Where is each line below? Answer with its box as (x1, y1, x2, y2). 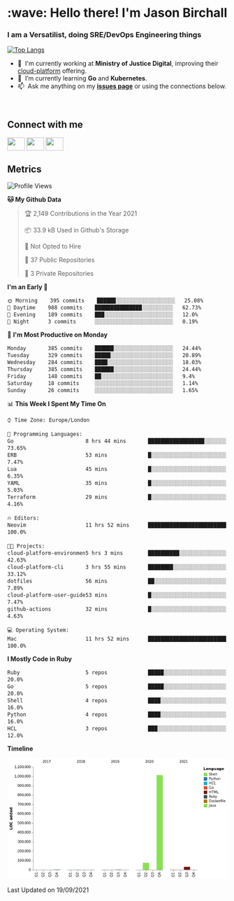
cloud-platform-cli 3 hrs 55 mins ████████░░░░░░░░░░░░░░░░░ (7, 564, 227, 571)
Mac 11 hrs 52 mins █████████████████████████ (7, 636, 227, 643)
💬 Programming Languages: (7, 431, 82, 438)
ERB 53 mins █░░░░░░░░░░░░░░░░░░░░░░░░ (7, 452, 227, 459)
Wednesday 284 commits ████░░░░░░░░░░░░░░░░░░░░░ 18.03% (7, 359, 201, 366)
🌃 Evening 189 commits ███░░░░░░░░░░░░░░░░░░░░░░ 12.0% (7, 312, 198, 319)
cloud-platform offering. (17, 67, 87, 75)
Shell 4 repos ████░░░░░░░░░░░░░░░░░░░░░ (7, 697, 227, 704)
